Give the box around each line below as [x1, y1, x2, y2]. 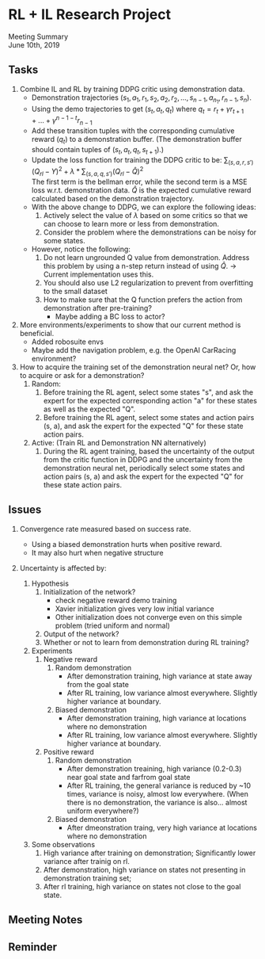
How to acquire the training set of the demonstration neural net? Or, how [19, 362, 256, 372]
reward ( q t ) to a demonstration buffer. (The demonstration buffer [31, 135, 243, 146]
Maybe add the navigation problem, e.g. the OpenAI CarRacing [31, 345, 237, 354]
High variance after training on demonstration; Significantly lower [43, 848, 256, 858]
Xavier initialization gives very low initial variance [55, 604, 215, 613]
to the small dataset [43, 286, 108, 296]
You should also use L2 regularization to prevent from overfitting [43, 277, 254, 287]
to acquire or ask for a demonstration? [19, 370, 145, 380]
